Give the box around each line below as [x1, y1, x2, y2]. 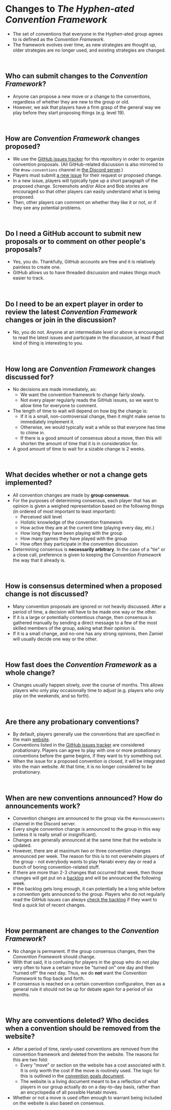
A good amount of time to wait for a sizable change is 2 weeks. [12, 446, 145, 452]
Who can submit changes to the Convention [5, 72, 148, 81]
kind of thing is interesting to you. [12, 340, 83, 346]
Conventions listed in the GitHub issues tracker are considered [12, 742, 144, 748]
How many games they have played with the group [20, 535, 128, 541]
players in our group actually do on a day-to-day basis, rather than [20, 1083, 160, 1090]
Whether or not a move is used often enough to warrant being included [12, 1094, 162, 1100]
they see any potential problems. [12, 205, 82, 211]
